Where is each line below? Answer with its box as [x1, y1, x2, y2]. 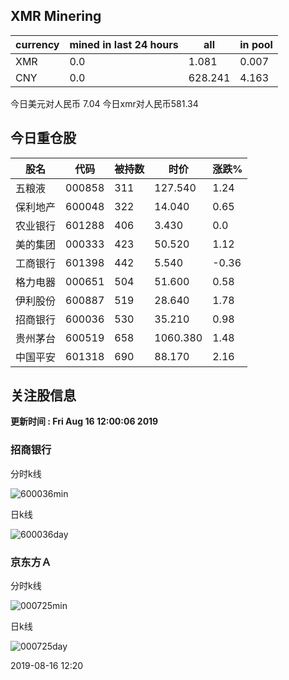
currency [15, 37, 60, 51]
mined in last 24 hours [69, 37, 179, 51]
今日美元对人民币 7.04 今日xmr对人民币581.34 [10, 97, 199, 109]
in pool [239, 37, 273, 51]
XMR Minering [10, 8, 102, 25]
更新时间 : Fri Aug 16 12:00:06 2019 [10, 415, 159, 428]
